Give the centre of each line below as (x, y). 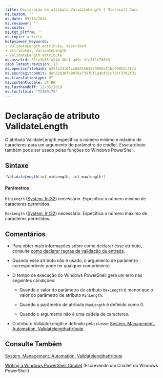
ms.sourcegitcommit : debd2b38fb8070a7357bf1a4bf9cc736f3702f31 (71, 73)
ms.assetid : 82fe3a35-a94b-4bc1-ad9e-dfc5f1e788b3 (58, 60)
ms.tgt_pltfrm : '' (24, 32)
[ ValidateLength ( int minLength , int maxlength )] (55, 177)
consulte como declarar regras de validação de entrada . (69, 251)
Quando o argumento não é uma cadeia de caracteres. (74, 314)
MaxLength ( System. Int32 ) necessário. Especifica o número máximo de (76, 213)
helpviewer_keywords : (27, 42)
